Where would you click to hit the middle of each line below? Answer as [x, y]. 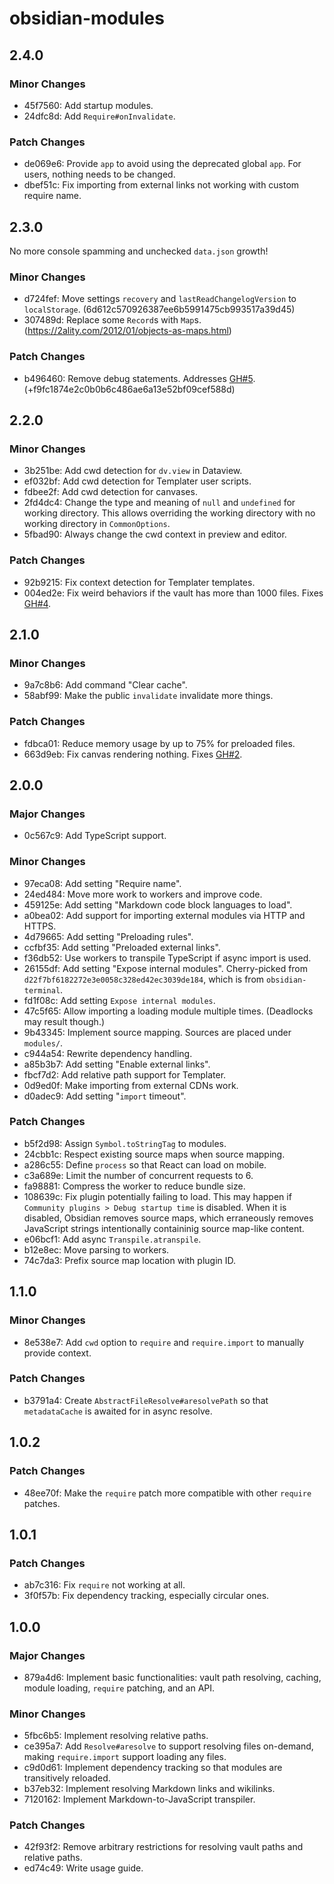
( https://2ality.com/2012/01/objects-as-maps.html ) [127, 331]
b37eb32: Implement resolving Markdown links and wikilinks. [149, 1789]
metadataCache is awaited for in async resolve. [118, 1411]
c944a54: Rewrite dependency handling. [108, 1053]
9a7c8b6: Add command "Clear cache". [105, 685]
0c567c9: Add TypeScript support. [95, 836]
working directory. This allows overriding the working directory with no [169, 513]
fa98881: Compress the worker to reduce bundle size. [134, 1186]
